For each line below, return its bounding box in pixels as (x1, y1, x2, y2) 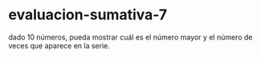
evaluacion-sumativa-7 (8, 6, 168, 24)
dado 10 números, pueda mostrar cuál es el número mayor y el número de (8, 32, 253, 42)
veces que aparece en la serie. (8, 40, 111, 50)
